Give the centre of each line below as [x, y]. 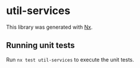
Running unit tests [40, 45]
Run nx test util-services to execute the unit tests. [70, 59]
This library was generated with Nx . [49, 27]
